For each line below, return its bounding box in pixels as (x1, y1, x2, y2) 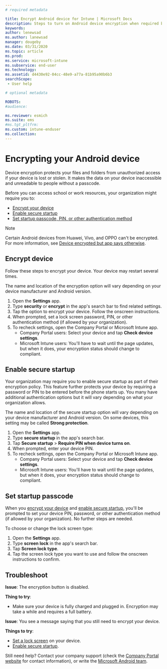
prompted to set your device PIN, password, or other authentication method (5, 510, 161, 517)
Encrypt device (5, 255, 54, 263)
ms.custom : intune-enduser (5, 127, 61, 132)
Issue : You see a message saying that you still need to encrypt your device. (5, 618, 160, 624)
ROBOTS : (5, 99, 21, 104)
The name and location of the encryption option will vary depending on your (5, 283, 162, 289)
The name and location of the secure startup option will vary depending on (5, 409, 159, 415)
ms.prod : (5, 53, 23, 58)
